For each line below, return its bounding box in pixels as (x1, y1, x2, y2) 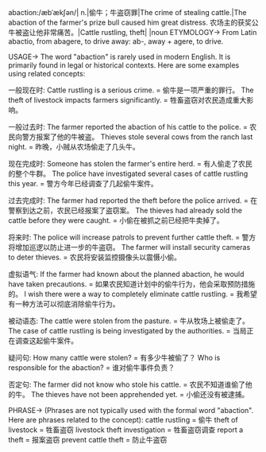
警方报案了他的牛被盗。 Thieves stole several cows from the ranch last (21, 132, 253, 142)
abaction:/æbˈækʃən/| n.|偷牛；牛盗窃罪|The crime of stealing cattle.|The (8, 8, 247, 17)
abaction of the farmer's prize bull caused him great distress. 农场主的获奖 (8, 18, 252, 27)
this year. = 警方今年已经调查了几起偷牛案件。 (8, 179, 158, 188)
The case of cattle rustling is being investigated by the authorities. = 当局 (8, 326, 247, 335)
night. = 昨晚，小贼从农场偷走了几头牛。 (8, 142, 141, 151)
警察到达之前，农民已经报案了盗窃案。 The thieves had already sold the (8, 206, 242, 215)
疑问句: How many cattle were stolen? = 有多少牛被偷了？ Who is (8, 353, 221, 362)
